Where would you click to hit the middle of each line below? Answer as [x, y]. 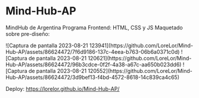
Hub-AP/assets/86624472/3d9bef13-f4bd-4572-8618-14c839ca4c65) [93, 77]
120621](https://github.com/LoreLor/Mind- [140, 58]
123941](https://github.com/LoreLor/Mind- [141, 45]
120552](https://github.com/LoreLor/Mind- [140, 71]
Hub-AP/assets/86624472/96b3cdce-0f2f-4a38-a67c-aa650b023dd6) [94, 65]
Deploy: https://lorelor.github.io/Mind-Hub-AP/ [63, 88]
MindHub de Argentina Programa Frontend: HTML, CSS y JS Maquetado [94, 27]
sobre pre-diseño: [28, 33]
